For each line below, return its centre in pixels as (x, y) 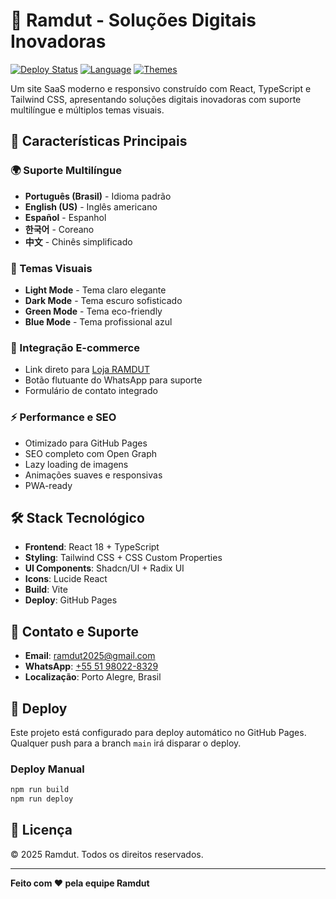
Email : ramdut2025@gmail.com (90, 656)
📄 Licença (41, 830)
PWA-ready (48, 485)
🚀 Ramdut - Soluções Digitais (133, 20)
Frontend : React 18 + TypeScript (92, 547)
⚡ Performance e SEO (63, 417)
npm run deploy (42, 799)
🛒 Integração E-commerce (75, 347)
